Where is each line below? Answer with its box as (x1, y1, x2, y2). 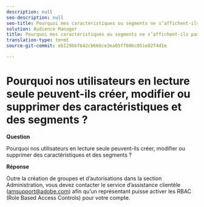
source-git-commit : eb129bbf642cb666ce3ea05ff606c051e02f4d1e (6, 43, 167, 49)
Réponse (6, 163, 29, 170)
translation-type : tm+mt (6, 37, 69, 43)
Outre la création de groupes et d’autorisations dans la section (6, 174, 162, 182)
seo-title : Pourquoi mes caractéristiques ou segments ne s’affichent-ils (6, 20, 200, 26)
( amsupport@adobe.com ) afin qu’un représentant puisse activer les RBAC (6, 188, 192, 195)
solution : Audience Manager (6, 25, 78, 32)
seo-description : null (6, 15, 64, 21)
